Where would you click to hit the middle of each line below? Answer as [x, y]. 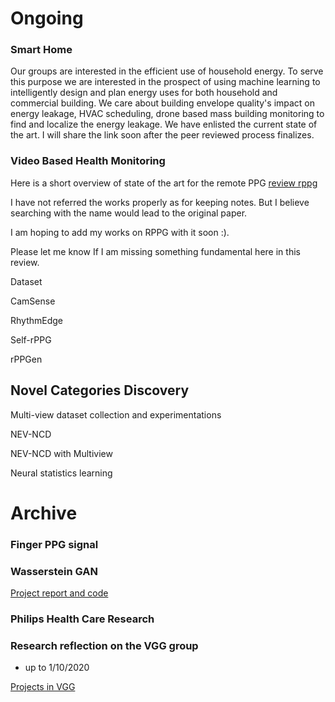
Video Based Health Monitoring [88, 161]
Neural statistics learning [61, 473]
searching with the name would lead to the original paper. [129, 213]
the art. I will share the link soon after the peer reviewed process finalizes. [162, 135]
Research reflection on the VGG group [104, 645]
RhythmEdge [37, 320]
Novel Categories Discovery [100, 390]
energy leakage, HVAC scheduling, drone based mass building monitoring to [167, 114]
